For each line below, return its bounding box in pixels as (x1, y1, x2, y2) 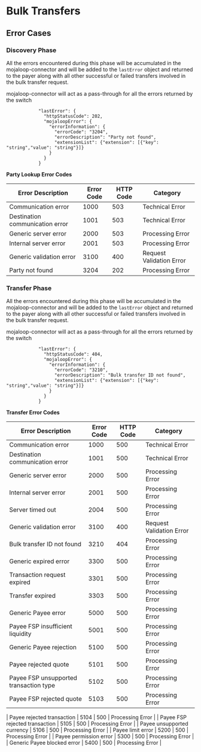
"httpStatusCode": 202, (44, 113, 103, 119)
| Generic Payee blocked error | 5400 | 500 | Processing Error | (6, 739, 162, 747)
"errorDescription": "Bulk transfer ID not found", (54, 372, 186, 378)
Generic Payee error (9, 609, 66, 617)
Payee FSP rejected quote (9, 695, 83, 703)
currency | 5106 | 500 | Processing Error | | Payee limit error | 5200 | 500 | (6, 726, 189, 733)
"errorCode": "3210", (54, 367, 109, 373)
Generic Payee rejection (9, 643, 77, 652)
